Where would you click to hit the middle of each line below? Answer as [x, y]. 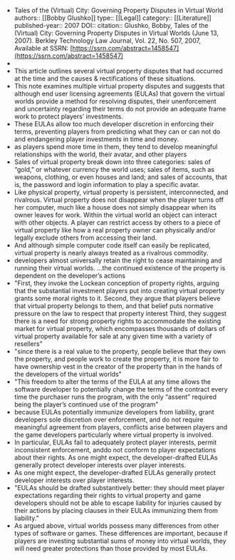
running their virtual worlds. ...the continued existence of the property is [120, 268]
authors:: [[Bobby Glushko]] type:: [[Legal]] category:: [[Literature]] [113, 18]
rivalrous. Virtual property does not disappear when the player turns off [119, 200]
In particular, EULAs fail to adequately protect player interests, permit [115, 442]
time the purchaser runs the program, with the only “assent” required [115, 397]
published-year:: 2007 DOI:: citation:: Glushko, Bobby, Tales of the [111, 25]
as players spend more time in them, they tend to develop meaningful [116, 147]
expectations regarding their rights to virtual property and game [108, 495]
